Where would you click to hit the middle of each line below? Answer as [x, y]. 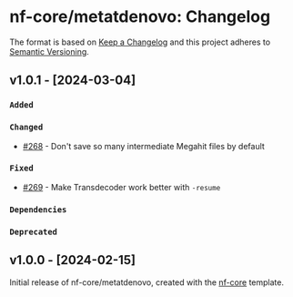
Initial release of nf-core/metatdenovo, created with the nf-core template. [147, 282]
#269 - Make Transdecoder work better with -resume [121, 187]
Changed [26, 128]
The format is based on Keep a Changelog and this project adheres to [140, 42]
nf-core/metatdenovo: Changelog [140, 17]
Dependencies [38, 210]
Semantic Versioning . [49, 51]
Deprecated [33, 231]
